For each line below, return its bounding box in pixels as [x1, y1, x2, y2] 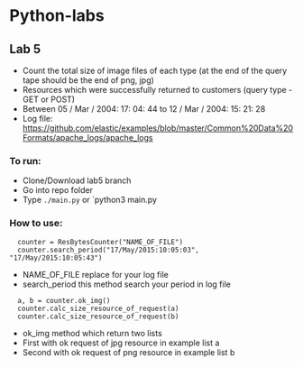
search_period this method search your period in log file [22, 279, 232, 289]
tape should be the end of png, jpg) [22, 75, 155, 86]
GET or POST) [22, 94, 75, 105]
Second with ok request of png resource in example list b [22, 346, 235, 357]
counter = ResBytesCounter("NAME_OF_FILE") [17, 237, 183, 246]
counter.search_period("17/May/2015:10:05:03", [17, 245, 200, 254]
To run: [9, 154, 42, 167]
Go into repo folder [22, 185, 93, 196]
